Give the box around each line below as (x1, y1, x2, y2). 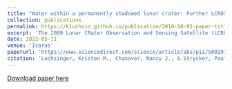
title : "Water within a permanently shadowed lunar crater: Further (7, 10, 209, 17)
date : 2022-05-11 (7, 36, 57, 43)
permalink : (7, 23, 39, 30)
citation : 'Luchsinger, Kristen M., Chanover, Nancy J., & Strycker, (7, 55, 212, 62)
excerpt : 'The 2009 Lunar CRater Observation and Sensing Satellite (7, 29, 209, 37)
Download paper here (7, 74, 69, 82)
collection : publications (7, 17, 81, 23)
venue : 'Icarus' (7, 42, 54, 49)
